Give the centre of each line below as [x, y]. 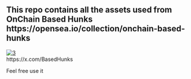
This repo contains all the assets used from [89, 10]
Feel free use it [25, 71]
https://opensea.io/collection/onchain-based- [96, 29]
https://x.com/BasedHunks [40, 59]
